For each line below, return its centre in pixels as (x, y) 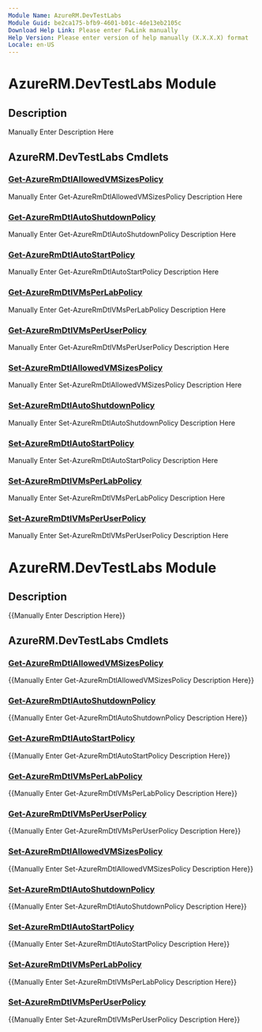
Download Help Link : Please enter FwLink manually (93, 30)
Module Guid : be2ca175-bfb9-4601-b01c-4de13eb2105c (95, 23)
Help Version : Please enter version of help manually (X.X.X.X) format (128, 38)
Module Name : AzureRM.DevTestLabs (65, 15)
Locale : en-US (32, 45)
